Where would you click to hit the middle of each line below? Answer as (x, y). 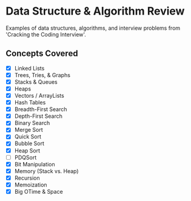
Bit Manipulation (35, 164)
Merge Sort (28, 130)
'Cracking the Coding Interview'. (46, 34)
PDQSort (25, 157)
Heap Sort (27, 151)
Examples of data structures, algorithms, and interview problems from (93, 28)
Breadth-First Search (41, 109)
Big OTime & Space (39, 191)
